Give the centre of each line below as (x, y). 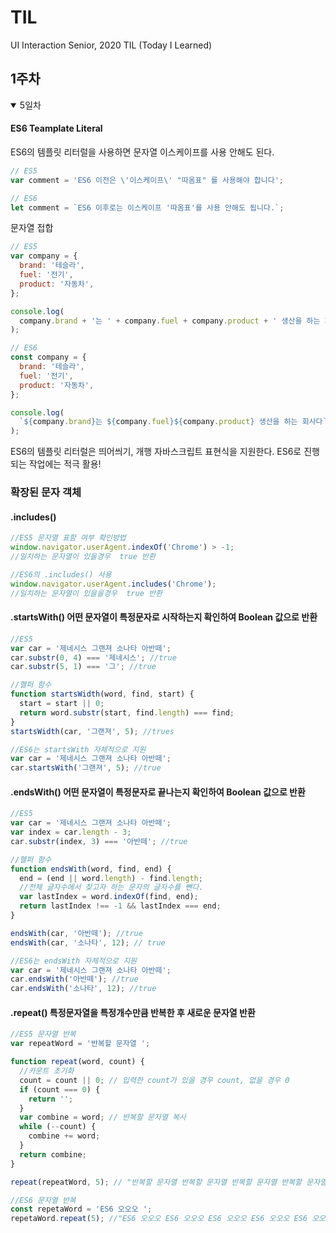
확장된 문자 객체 (46, 493)
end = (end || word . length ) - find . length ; (111, 878)
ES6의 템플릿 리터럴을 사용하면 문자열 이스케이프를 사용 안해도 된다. (142, 152)
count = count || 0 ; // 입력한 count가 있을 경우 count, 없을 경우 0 (154, 1080)
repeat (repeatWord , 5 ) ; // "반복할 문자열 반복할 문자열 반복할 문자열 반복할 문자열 (169, 1182)
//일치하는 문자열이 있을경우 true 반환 (83, 557)
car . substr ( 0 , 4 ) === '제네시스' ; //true (93, 657)
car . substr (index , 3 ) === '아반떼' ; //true (99, 841)
